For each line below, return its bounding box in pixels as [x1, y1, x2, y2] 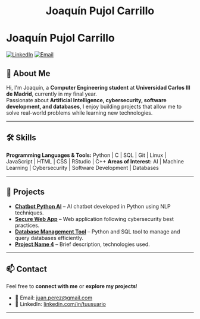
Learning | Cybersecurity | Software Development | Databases [6, 164, 159, 171]
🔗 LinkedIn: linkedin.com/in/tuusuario [14, 301, 106, 308]
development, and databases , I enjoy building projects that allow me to [6, 103, 182, 110]
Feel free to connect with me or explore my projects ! [6, 283, 138, 290]
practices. [14, 222, 40, 229]
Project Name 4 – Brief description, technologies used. [14, 241, 150, 248]
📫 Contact [6, 264, 48, 274]
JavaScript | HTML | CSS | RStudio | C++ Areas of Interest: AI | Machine [6, 157, 185, 165]
